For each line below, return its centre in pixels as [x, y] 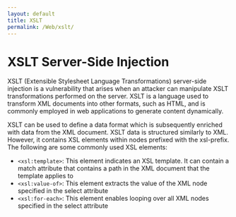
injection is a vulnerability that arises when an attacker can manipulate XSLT [118, 89]
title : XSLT [25, 20]
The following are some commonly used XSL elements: [88, 147]
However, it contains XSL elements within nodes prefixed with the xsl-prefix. [118, 140]
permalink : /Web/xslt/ [41, 27]
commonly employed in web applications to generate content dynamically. [116, 111]
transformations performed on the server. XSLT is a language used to [108, 97]
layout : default [31, 14]
